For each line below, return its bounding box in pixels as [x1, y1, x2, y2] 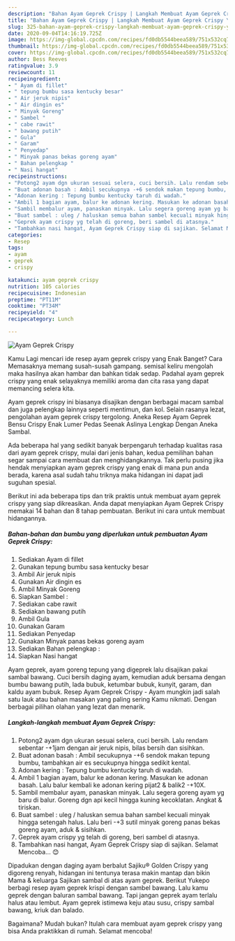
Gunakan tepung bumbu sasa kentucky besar [17, 563, 149, 571]
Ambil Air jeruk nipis [17, 569, 76, 578]
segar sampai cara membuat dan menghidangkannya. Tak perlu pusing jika [8, 455, 224, 464]
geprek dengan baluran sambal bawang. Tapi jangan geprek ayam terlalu [8, 891, 218, 899]
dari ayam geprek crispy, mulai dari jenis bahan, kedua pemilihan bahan [8, 448, 214, 457]
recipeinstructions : [8, 173, 68, 180]
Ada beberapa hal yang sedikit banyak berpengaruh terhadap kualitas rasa [8, 441, 222, 449]
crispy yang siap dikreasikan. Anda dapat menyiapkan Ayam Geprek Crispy [8, 499, 224, 507]
